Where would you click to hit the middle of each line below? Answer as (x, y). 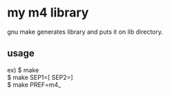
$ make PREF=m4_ (34, 85)
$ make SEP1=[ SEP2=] (40, 77)
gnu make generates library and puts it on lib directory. (85, 32)
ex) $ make (23, 70)
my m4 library (48, 13)
